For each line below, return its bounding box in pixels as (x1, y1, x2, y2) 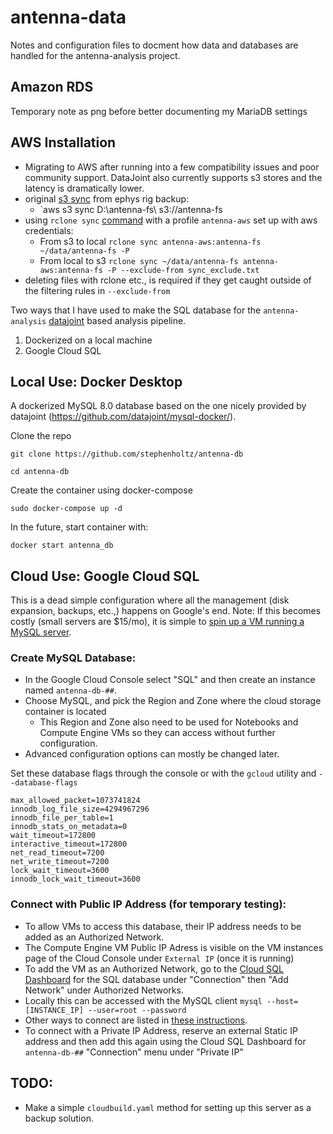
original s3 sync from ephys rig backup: (24, 192, 190, 205)
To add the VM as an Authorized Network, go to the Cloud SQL (24, 962, 284, 975)
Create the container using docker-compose (10, 484, 193, 496)
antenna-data (10, 6, 127, 29)
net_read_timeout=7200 (10, 848, 105, 858)
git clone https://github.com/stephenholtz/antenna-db (10, 449, 244, 460)
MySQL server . (10, 626, 72, 638)
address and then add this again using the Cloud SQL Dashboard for (24, 1035, 307, 1047)
